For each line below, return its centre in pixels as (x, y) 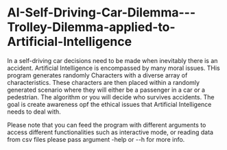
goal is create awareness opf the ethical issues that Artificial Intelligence (109, 104)
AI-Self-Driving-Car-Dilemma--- (101, 13)
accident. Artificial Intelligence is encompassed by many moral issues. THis (114, 68)
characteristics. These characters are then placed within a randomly (104, 82)
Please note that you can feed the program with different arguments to (107, 125)
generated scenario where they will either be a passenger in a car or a (106, 90)
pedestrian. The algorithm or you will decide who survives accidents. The (111, 97)
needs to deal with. (34, 112)
